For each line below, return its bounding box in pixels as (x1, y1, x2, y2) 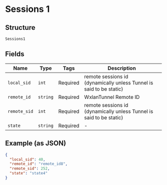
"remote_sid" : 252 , (9, 166, 50, 171)
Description (107, 65, 136, 72)
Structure (5, 23, 36, 32)
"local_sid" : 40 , (9, 157, 46, 162)
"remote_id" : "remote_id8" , (9, 162, 68, 167)
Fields (5, 50, 25, 58)
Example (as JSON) (5, 139, 66, 148)
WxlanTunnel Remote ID (84, 93, 140, 100)
